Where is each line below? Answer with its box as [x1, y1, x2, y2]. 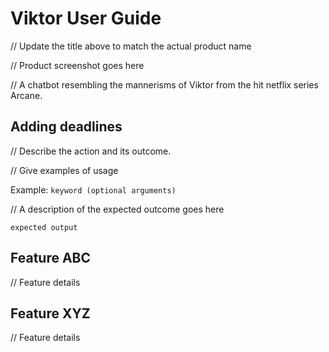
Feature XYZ [10, 305, 91, 322]
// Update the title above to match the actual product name [10, 40, 252, 52]
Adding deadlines [10, 118, 123, 136]
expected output [10, 222, 78, 232]
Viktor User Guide [10, 7, 162, 30]
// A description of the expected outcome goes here [10, 203, 225, 215]
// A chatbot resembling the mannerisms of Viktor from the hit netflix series [10, 78, 319, 91]
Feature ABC [10, 250, 92, 267]
